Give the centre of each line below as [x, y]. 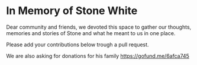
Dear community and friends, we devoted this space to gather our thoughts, [99, 27]
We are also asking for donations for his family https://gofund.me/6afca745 [98, 56]
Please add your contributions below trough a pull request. [77, 45]
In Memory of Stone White [72, 11]
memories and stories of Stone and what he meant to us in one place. [91, 33]
